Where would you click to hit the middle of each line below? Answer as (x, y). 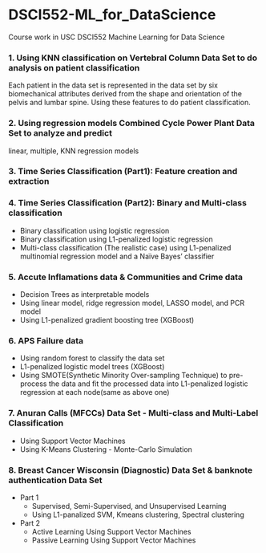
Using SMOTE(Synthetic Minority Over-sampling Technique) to (123, 376)
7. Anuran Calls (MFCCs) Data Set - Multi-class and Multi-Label (133, 413)
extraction (29, 181)
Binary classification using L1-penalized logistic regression (117, 239)
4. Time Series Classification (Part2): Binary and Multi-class (127, 203)
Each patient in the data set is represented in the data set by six (113, 85)
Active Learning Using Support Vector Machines (111, 531)
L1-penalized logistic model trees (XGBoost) (92, 367)
